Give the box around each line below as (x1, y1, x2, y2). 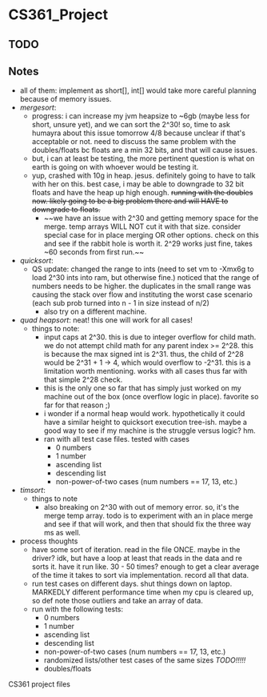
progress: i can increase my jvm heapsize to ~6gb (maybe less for (31, 111, 250, 121)
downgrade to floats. (31, 205, 102, 214)
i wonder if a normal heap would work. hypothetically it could (43, 409, 245, 419)
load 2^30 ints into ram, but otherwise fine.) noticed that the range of (31, 273, 260, 282)
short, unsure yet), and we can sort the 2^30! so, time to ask (31, 120, 230, 130)
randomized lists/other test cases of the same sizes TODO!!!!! (43, 655, 246, 665)
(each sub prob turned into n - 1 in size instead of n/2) (31, 298, 210, 308)
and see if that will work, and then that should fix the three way (43, 519, 252, 529)
